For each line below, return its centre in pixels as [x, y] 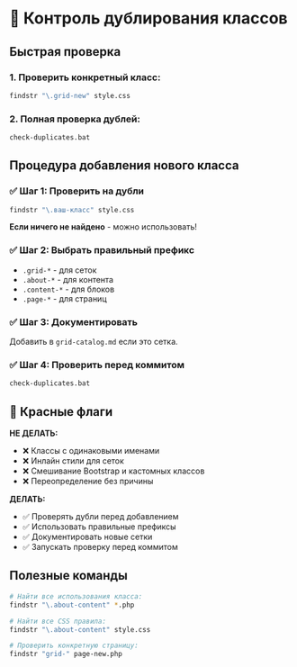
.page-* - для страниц [64, 298]
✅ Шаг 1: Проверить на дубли [77, 191]
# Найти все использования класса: [76, 596]
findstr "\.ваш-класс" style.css [72, 210]
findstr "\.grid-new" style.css [70, 95]
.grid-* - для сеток [59, 270]
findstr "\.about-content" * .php [72, 605]
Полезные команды [68, 576]
